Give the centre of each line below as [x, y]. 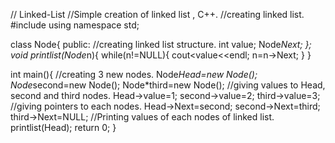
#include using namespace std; [75, 25]
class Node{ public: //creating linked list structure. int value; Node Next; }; [161, 44]
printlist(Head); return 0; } [63, 127]
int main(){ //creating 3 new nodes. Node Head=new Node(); [134, 74]
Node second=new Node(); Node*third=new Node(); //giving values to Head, [168, 85]
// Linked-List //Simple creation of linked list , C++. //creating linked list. [157, 14]
